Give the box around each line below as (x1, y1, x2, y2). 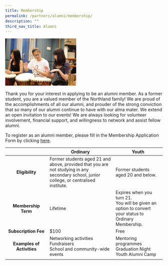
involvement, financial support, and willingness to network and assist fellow (5, 117, 161, 123)
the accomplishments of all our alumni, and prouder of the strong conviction (5, 101, 162, 107)
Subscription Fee (8, 228, 45, 234)
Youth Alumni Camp (115, 251, 156, 257)
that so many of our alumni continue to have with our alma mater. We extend (5, 106, 162, 112)
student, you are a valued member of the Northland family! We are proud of (5, 96, 160, 102)
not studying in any (49, 166, 89, 172)
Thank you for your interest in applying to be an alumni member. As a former (5, 90, 162, 97)
